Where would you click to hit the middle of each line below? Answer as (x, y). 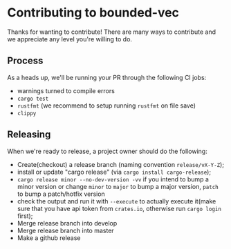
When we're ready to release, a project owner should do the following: (107, 151)
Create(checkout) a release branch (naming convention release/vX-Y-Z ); (121, 164)
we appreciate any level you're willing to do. (70, 39)
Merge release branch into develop (67, 223)
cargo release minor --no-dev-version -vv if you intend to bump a (113, 179)
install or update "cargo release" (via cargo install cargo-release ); (114, 172)
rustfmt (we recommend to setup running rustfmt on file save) (106, 106)
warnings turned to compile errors (66, 90)
